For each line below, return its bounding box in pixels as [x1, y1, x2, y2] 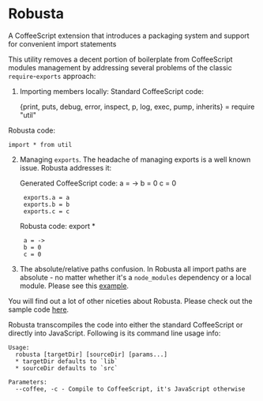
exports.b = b [23, 200, 70, 208]
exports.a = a [23, 193, 70, 201]
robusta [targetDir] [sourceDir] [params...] [15, 350, 168, 358]
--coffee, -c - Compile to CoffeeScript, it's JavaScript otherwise [15, 384, 246, 393]
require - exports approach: [8, 71, 96, 81]
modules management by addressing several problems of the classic [8, 62, 232, 72]
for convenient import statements [8, 39, 117, 48]
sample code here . [8, 305, 70, 314]
